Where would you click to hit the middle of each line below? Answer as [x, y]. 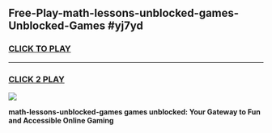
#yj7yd [125, 26]
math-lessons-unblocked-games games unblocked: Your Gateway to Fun [134, 111]
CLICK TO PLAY [40, 49]
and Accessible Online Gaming [61, 120]
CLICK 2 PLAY [36, 79]
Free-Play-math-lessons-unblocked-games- [124, 13]
